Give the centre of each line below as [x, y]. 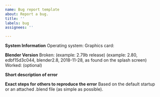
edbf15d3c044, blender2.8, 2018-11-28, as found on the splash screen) [76, 60]
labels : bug [17, 23]
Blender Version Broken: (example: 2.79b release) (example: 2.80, [71, 55]
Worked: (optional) [24, 65]
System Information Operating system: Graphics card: [60, 46]
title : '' [15, 18]
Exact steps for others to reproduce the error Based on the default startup [80, 84]
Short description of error [32, 75]
